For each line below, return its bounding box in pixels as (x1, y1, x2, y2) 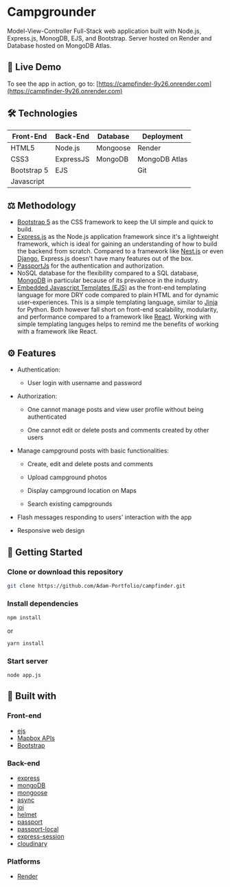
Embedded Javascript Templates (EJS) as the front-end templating (16, 284, 207, 292)
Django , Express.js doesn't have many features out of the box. (16, 255, 194, 263)
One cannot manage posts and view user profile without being (27, 406, 204, 414)
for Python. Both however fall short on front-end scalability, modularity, (16, 306, 218, 314)
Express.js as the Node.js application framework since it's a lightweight (16, 233, 219, 241)
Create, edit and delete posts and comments (27, 460, 153, 468)
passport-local (16, 825, 59, 833)
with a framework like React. (16, 327, 98, 336)
